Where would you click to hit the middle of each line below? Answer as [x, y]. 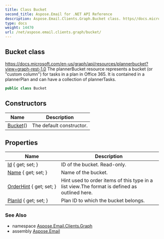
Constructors [26, 104]
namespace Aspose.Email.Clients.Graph [52, 226]
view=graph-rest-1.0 [26, 69]
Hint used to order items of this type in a [107, 180]
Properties [21, 143]
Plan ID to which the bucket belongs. [103, 200]
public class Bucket [26, 88]
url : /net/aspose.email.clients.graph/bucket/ [53, 32]
